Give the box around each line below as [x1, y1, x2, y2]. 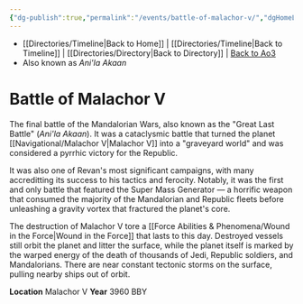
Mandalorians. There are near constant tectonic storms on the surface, [9, 259, 272, 270]
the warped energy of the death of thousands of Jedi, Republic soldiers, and [9, 249, 293, 260]
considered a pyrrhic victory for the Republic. [9, 147, 179, 158]
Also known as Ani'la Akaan [22, 57, 127, 68]
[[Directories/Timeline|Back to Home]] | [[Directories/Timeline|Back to [22, 38, 283, 49]
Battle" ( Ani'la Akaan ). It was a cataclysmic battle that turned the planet [9, 128, 276, 139]
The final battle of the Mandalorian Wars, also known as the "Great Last [9, 118, 275, 129]
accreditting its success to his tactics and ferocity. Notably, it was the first [9, 174, 284, 185]
